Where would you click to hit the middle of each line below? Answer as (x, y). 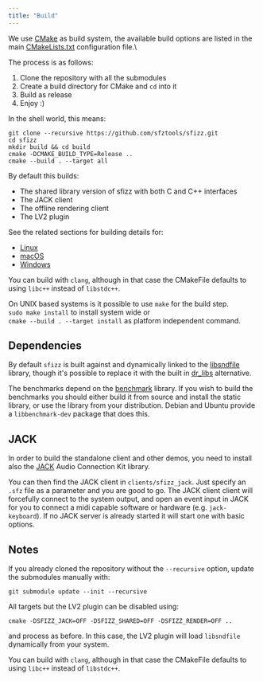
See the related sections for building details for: (86, 232)
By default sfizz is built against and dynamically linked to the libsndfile (124, 365)
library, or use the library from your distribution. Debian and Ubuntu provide (132, 405)
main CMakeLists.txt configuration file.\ (73, 47)
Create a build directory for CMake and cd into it (98, 86)
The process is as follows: (51, 62)
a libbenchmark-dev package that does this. (79, 414)
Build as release (46, 94)
